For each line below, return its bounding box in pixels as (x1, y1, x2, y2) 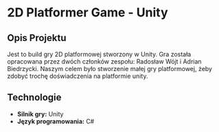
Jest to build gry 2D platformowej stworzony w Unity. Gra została (7, 50, 192, 58)
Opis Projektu (7, 32, 67, 44)
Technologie (7, 92, 62, 103)
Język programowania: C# (16, 117, 95, 125)
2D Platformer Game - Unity (7, 5, 168, 21)
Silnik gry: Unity (16, 109, 64, 118)
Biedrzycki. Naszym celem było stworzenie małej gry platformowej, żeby (7, 65, 213, 72)
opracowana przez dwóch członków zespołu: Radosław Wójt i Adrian (7, 57, 202, 66)
